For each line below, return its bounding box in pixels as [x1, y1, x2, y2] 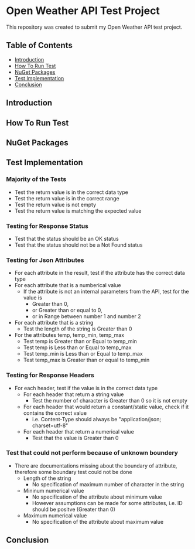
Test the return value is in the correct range [14, 195, 119, 202]
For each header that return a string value [23, 391, 124, 398]
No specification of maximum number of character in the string [32, 480, 184, 487]
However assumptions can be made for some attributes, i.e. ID [32, 499, 183, 506]
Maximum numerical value [23, 512, 87, 519]
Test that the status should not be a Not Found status [14, 241, 143, 248]
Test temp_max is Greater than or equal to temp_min [23, 356, 150, 364]
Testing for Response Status [6, 221, 89, 230]
